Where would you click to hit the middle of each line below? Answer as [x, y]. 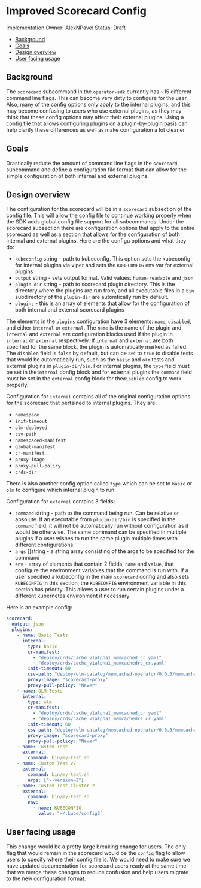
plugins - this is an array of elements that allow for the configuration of [102, 303]
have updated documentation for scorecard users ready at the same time [96, 866]
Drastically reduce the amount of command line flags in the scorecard [92, 163]
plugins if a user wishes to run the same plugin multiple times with [96, 539]
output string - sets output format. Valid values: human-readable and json [104, 278]
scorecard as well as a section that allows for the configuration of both [93, 234]
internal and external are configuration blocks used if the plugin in [90, 334]
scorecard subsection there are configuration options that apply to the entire [100, 228]
